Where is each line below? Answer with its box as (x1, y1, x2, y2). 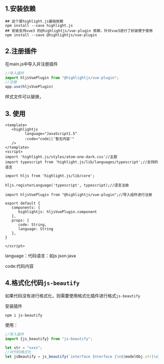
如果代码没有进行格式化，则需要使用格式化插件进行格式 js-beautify (5, 293, 141, 299)
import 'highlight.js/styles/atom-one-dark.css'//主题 (5, 154, 118, 159)
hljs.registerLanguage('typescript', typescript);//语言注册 (5, 183, 129, 188)
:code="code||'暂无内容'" (24, 136, 75, 141)
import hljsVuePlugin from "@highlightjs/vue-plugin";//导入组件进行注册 (5, 192, 152, 197)
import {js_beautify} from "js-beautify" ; (5, 336, 93, 341)
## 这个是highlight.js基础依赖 (5, 19, 63, 23)
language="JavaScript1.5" (24, 131, 78, 136)
